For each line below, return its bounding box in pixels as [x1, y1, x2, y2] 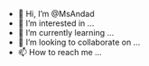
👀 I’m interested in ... [17, 18, 95, 29]
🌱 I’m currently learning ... [17, 28, 115, 37]
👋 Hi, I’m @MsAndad [17, 9, 95, 19]
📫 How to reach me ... [17, 47, 102, 57]
